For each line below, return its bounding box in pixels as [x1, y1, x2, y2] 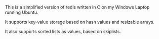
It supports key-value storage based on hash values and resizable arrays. [5, 19, 155, 25]
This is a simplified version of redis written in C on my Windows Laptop [5, 4, 150, 10]
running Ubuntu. [5, 9, 39, 15]
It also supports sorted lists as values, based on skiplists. [5, 29, 121, 34]
